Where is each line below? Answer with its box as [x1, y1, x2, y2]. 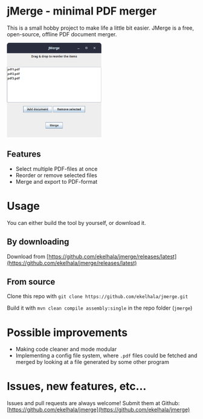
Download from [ [7, 253, 49, 260]
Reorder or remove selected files [15, 171, 97, 179]
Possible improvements [7, 325, 128, 339]
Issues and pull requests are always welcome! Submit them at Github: [7, 400, 180, 407]
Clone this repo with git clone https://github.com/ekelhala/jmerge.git [7, 293, 188, 300]
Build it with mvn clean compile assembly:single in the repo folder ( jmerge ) [7, 304, 193, 312]
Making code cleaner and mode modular [15, 346, 117, 353]
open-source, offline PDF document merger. [7, 30, 117, 37]
